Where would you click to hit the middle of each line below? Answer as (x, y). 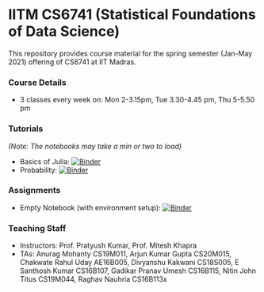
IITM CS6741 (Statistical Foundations (132, 15)
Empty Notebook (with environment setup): (90, 207)
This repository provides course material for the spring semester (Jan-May (130, 53)
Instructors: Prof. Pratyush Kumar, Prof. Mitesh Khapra (108, 246)
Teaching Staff (37, 228)
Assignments (34, 190)
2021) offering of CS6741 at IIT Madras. (72, 62)
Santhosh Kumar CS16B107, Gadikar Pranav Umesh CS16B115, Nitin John (138, 271)
